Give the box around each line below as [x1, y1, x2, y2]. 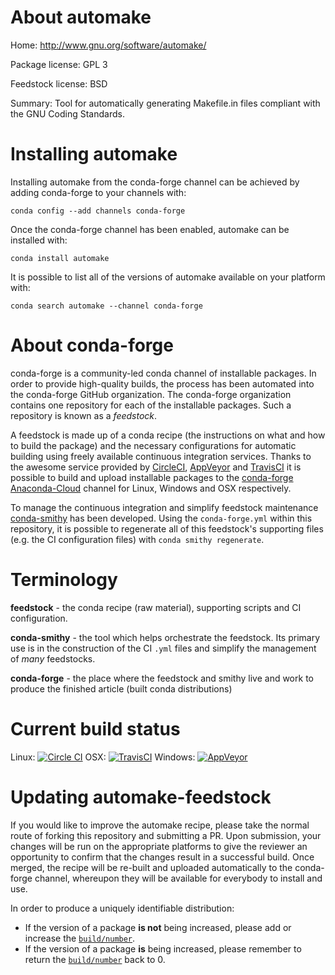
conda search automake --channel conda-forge [10, 301, 203, 311]
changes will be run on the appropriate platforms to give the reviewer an [10, 840, 308, 852]
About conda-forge [10, 334, 174, 357]
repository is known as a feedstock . [10, 409, 158, 421]
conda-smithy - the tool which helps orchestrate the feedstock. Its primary [10, 631, 321, 643]
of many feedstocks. [10, 652, 96, 665]
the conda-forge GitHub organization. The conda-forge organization [10, 388, 292, 400]
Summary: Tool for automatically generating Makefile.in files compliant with [10, 97, 321, 109]
